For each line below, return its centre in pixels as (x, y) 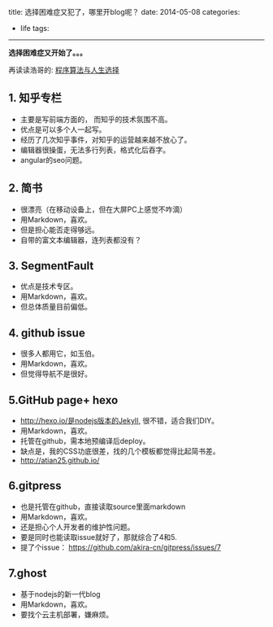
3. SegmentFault (51, 266)
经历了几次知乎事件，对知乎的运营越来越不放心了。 (106, 139)
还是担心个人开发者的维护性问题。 (77, 527)
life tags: (35, 28)
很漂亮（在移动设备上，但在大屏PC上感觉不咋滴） (103, 209)
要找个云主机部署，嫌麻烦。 (67, 614)
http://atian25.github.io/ (60, 460)
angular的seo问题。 (53, 160)
